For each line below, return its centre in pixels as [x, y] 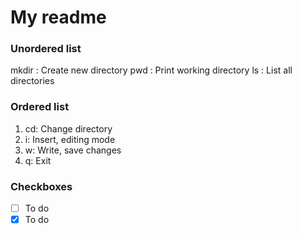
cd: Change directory [68, 128]
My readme [58, 17]
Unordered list [46, 49]
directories [32, 81]
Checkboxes [41, 186]
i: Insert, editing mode [70, 139]
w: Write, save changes [73, 150]
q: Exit [38, 160]
